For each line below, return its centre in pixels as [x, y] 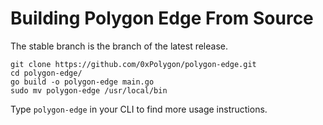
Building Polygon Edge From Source [162, 18]
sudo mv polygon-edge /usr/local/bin [89, 90]
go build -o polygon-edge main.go [82, 82]
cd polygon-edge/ [46, 73]
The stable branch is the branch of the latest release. [119, 46]
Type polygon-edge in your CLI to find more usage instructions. [139, 109]
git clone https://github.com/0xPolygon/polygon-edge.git [133, 64]
